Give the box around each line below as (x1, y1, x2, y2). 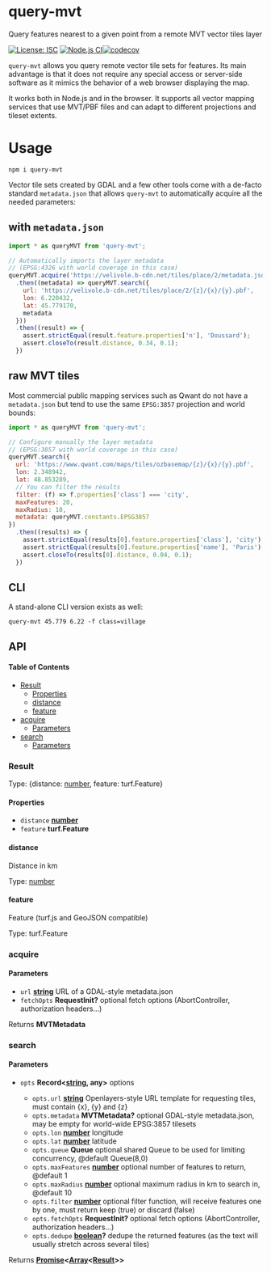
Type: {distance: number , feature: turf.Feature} (8, 779, 164, 789)
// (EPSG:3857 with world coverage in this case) (8, 446, 179, 454)
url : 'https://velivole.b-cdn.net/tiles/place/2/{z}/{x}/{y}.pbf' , (23, 286, 254, 295)
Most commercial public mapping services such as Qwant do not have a (8, 391, 248, 400)
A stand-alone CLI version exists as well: (8, 602, 144, 612)
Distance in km (8, 861, 58, 870)
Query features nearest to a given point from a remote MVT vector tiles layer (8, 29, 262, 39)
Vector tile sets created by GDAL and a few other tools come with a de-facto (8, 180, 262, 189)
